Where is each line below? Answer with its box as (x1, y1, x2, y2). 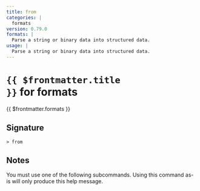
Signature (6, 122, 44, 133)
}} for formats (6, 85, 78, 99)
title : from (6, 8, 36, 15)
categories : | (6, 15, 42, 21)
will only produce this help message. (12, 178, 103, 185)
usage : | (6, 43, 28, 49)
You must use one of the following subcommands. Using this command (6, 171, 184, 179)
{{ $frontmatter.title (6, 74, 121, 85)
